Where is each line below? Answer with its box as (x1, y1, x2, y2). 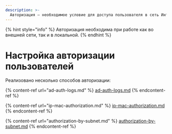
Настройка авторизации (5, 50, 115, 61)
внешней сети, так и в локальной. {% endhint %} (5, 32, 112, 38)
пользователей (5, 60, 74, 72)
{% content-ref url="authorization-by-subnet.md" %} (5, 118, 118, 124)
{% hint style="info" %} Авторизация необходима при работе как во (5, 26, 154, 32)
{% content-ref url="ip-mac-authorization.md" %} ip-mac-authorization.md (5, 103, 165, 109)
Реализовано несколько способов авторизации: (5, 77, 111, 83)
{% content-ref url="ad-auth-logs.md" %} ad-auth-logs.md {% (5, 87, 138, 94)
